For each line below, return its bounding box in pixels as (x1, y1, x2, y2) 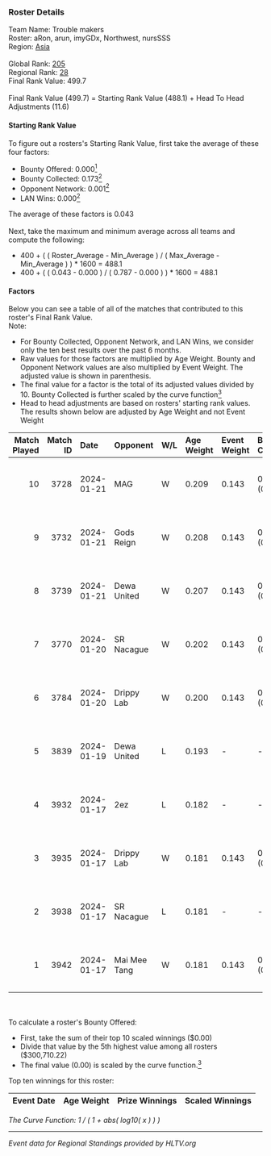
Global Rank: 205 (8, 59, 66, 69)
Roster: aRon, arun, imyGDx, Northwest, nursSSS (8, 33, 171, 43)
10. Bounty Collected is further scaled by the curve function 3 (19, 388, 222, 399)
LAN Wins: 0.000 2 (19, 192, 81, 203)
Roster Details (8, 6, 65, 18)
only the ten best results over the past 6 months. (19, 345, 181, 355)
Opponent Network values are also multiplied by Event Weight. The (19, 362, 244, 373)
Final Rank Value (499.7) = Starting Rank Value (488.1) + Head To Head (8, 94, 244, 103)
